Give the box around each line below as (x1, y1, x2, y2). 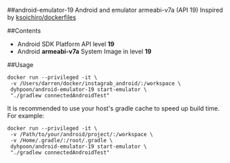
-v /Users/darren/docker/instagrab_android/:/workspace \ (10, 80, 182, 87)
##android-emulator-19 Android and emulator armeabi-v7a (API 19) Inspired (7, 6, 224, 14)
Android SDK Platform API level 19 (17, 40, 115, 48)
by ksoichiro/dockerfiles (7, 13, 76, 21)
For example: (7, 112, 45, 119)
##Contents (7, 27, 42, 35)
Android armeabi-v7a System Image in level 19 (17, 48, 152, 55)
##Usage (7, 61, 34, 68)
